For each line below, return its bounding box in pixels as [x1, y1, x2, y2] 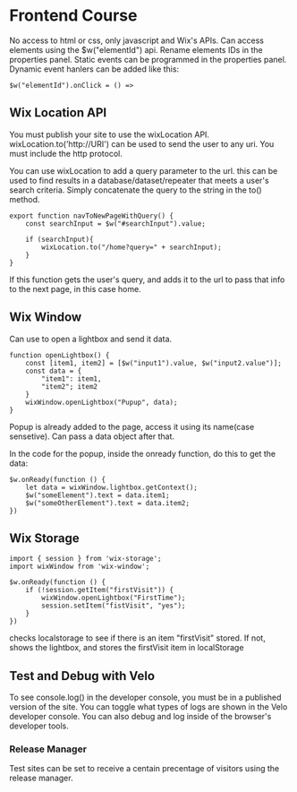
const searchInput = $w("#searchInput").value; [25, 219, 206, 228]
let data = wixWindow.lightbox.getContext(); [25, 483, 199, 492]
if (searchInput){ [25, 235, 94, 244]
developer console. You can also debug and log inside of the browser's [9, 711, 272, 722]
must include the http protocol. [9, 148, 123, 159]
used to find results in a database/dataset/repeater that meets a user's [9, 175, 270, 185]
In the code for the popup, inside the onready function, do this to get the [9, 448, 276, 459]
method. [9, 194, 40, 204]
